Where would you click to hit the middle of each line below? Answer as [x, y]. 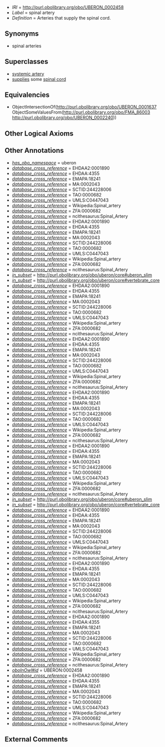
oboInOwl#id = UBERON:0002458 [47, 670]
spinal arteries [26, 46]
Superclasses [26, 62]
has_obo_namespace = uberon [44, 162]
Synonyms [22, 34]
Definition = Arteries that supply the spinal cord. [61, 18]
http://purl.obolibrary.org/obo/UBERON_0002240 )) [64, 118]
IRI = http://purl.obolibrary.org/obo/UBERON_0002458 [68, 7]
